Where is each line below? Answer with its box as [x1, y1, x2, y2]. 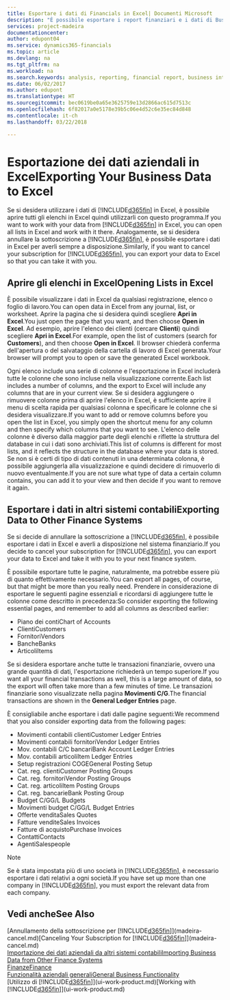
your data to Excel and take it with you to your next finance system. [7, 554, 197, 563]
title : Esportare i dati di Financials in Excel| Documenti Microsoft [7, 10, 213, 17]
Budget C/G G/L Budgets [16, 796, 86, 804]
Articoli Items [16, 647, 53, 655]
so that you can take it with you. [7, 257, 97, 265]
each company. [7, 889, 51, 897]
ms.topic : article [7, 49, 60, 56]
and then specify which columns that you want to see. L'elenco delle [7, 425, 201, 433]
